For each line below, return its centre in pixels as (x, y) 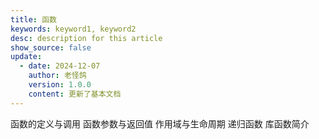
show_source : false (51, 47)
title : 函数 (33, 19)
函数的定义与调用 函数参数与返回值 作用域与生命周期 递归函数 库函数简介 (160, 123)
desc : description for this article (86, 38)
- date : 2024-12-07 (60, 66)
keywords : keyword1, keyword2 (73, 29)
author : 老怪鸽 (57, 76)
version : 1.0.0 (60, 85)
